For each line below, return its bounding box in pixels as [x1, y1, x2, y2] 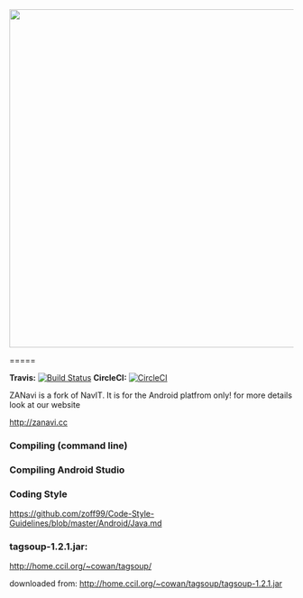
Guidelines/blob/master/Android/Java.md [9, 518, 162, 529]
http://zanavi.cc [9, 417, 68, 428]
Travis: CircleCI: [9, 373, 127, 382]
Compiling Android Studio [9, 464, 125, 476]
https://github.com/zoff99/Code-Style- [9, 509, 155, 520]
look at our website [9, 400, 81, 409]
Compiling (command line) [9, 439, 128, 452]
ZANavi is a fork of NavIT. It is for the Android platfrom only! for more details [9, 390, 293, 400]
